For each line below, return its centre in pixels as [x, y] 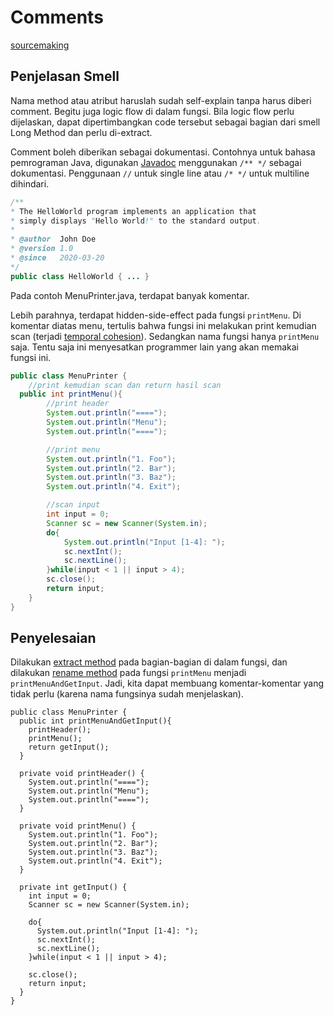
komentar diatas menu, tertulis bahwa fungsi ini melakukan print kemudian [163, 325]
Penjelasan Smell [65, 76]
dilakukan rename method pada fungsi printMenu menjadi [128, 673]
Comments [57, 17]
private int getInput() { [73, 887]
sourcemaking [40, 45]
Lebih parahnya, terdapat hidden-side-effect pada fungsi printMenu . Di [156, 315]
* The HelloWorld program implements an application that [133, 211]
